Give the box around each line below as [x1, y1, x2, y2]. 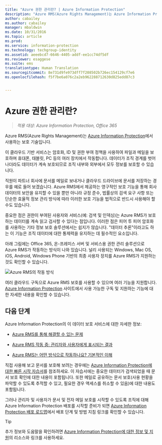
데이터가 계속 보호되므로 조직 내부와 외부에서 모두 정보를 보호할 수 [21, 161, 146, 167]
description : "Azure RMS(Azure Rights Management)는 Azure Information [5, 12, 151, 16]
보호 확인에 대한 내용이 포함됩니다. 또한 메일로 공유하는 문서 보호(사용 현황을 [10, 374, 153, 380]
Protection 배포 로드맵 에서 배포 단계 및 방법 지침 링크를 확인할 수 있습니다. [5, 409, 145, 414]
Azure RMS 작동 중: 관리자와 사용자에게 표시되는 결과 [12, 341, 113, 347]
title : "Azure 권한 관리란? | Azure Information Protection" [5, 7, 125, 12]
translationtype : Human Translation [5, 66, 79, 71]
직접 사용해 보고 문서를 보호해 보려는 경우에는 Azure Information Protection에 [5, 362, 152, 368]
